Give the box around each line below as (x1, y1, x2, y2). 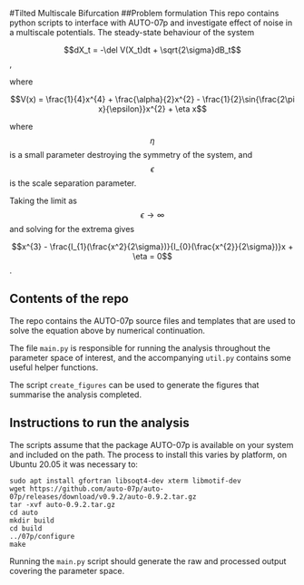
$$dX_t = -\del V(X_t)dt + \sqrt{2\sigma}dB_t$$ (63, 44, 242, 55)
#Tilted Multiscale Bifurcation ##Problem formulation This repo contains (9, 8, 279, 18)
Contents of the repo (9, 291, 129, 307)
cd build (9, 523, 43, 533)
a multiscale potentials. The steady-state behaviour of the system (9, 27, 255, 37)
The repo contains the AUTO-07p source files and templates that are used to (9, 315, 296, 326)
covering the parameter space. (9, 565, 125, 576)
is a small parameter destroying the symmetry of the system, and (9, 150, 253, 160)
